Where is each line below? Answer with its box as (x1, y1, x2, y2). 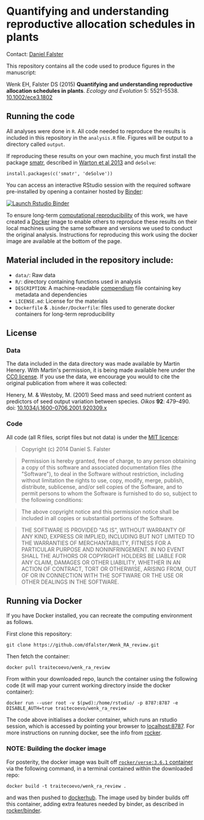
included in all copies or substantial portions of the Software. (21, 514, 174, 521)
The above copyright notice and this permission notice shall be (21, 508, 180, 515)
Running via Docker (6, 595, 82, 606)
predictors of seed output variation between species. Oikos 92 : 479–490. (6, 398, 191, 405)
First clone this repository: (6, 630, 72, 637)
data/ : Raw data (15, 271, 56, 278)
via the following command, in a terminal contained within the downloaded (6, 764, 193, 772)
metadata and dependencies (15, 291, 87, 298)
